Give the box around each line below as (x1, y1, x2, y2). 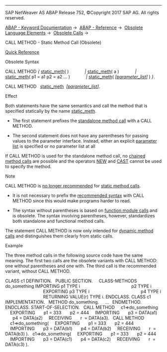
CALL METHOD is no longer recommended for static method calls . (5, 183, 141, 188)
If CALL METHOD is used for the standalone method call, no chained (5, 153, 146, 159)
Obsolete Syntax (5, 59, 39, 65)
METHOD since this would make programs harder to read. (12, 198, 131, 203)
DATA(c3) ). (5, 342, 29, 347)
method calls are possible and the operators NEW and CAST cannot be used (5, 158, 162, 164)
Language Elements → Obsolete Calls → (5, 30, 88, 35)
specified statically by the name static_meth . (5, 108, 96, 114)
